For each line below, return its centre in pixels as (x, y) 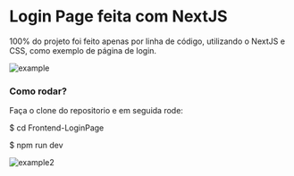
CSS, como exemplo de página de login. (83, 50)
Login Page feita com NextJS (118, 17)
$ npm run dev (37, 146)
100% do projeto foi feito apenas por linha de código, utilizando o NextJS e (147, 41)
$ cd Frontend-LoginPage (57, 128)
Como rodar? (38, 91)
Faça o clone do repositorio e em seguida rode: (96, 111)
